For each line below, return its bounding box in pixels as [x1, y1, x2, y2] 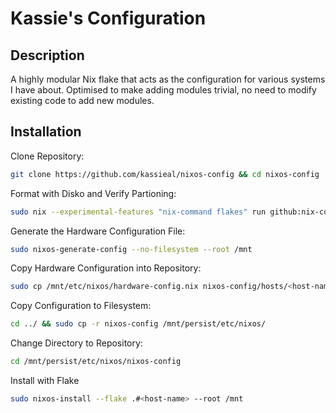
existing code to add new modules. [10, 95, 155, 106]
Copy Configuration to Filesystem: [10, 300, 152, 312]
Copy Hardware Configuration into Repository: [10, 262, 202, 274]
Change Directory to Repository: [10, 337, 143, 349]
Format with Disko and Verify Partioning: [10, 187, 177, 199]
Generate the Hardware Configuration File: [10, 225, 186, 237]
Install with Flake [10, 375, 80, 387]
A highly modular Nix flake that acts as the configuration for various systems [10, 73, 326, 85]
